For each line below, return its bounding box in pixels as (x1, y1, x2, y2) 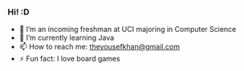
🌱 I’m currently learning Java (18, 33, 115, 42)
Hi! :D (7, 6, 30, 18)
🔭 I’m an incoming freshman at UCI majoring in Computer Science (18, 25, 237, 34)
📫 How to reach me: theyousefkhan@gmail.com (18, 42, 180, 52)
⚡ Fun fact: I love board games (18, 54, 121, 64)
